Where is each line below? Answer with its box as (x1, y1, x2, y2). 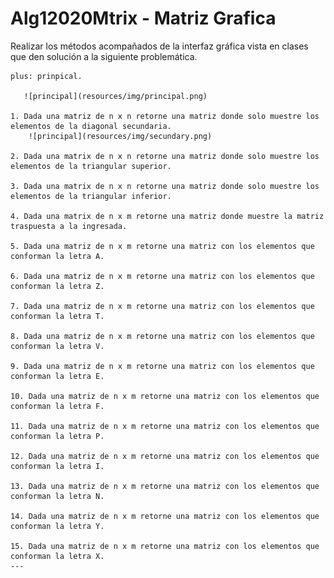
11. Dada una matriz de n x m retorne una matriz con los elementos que (10, 421, 320, 431)
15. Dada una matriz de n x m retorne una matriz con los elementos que (10, 541, 320, 551)
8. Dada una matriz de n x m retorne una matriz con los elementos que (10, 331, 315, 341)
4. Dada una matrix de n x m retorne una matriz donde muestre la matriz (10, 211, 325, 221)
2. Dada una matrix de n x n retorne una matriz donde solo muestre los (10, 151, 320, 161)
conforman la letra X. (10, 551, 105, 561)
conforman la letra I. (10, 461, 105, 471)
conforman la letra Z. (10, 281, 105, 291)
